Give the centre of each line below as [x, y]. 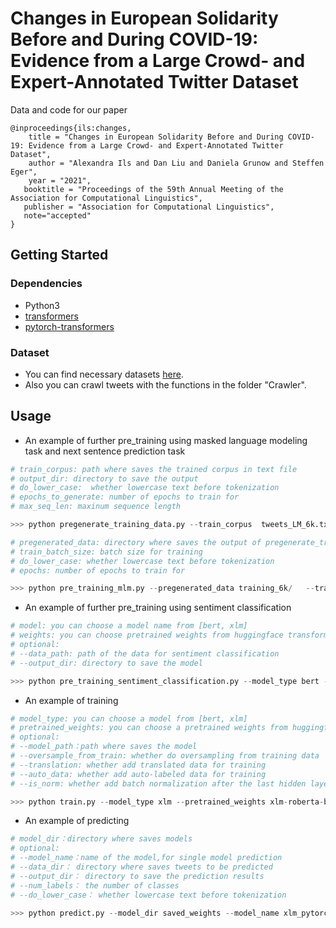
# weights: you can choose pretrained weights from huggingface [147, 635]
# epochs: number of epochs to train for [98, 570]
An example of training [71, 700]
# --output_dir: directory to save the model [106, 663]
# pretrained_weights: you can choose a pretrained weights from [149, 728]
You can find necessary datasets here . [104, 374]
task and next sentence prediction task [105, 451]
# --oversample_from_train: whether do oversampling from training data [165, 756]
